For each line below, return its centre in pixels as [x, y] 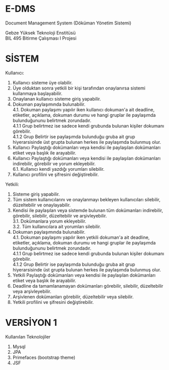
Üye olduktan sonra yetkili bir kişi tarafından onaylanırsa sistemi [79, 88]
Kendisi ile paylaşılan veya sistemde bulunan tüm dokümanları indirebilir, [88, 210]
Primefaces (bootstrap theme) [44, 357]
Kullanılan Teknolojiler [28, 336]
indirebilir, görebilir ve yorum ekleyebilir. [54, 164]
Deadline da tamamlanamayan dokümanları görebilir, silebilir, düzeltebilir [88, 286]
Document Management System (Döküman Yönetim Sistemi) [68, 23]
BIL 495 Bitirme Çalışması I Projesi [41, 38]
